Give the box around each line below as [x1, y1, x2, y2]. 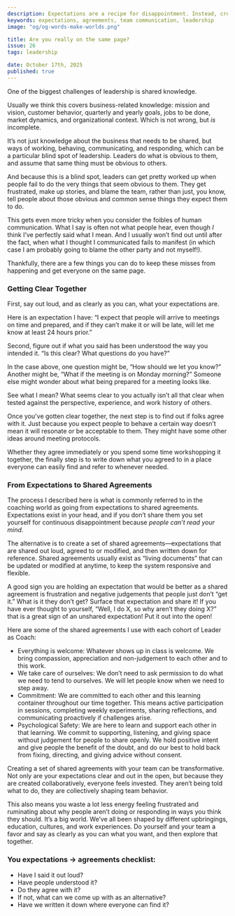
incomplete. [7, 123, 42, 131]
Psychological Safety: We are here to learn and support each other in [17, 721, 217, 729]
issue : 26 [7, 43, 36, 50]
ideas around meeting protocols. [7, 434, 101, 443]
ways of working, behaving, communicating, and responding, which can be [7, 144, 224, 152]
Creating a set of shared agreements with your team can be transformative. [7, 764, 225, 773]
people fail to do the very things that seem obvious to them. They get [7, 180, 206, 188]
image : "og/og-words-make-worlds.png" [7, 23, 120, 30]
